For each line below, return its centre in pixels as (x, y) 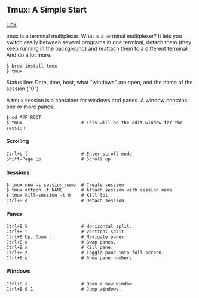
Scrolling (18, 141)
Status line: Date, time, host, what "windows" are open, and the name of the (99, 82)
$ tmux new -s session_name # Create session (65, 185)
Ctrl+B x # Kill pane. (60, 248)
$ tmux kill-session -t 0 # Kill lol (57, 196)
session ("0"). (23, 89)
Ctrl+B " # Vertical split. (67, 232)
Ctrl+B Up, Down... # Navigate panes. (67, 237)
